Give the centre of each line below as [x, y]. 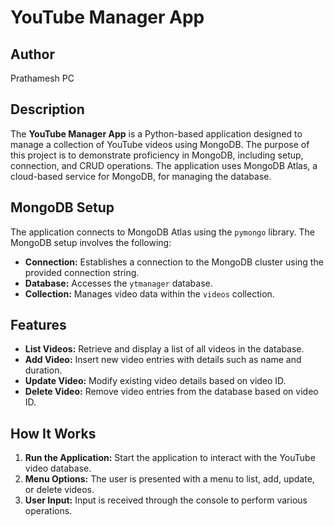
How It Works [53, 433]
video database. [58, 468]
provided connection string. [82, 272]
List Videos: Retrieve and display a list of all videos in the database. [164, 349]
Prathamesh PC [42, 78]
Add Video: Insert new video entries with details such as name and [163, 360]
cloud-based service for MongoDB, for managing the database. [141, 176]
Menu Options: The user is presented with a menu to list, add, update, [169, 479]
